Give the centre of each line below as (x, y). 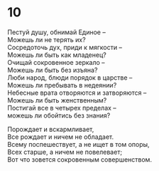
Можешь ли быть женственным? (57, 100)
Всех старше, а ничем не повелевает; (65, 152)
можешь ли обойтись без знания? (59, 115)
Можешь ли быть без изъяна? (53, 70)
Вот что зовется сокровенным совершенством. (80, 159)
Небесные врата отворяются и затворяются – (77, 93)
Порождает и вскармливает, (51, 129)
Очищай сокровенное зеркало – (56, 62)
